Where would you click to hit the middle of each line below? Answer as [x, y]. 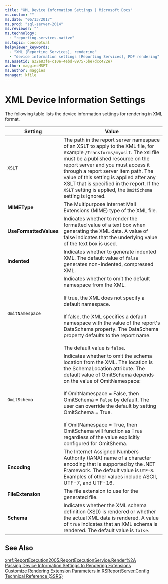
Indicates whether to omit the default [107, 278]
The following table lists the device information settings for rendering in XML [84, 114]
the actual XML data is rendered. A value [111, 518]
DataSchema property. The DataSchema [111, 329]
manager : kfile [21, 75]
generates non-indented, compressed [109, 264]
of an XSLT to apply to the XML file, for [109, 146]
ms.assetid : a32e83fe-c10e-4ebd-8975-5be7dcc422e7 [59, 61]
